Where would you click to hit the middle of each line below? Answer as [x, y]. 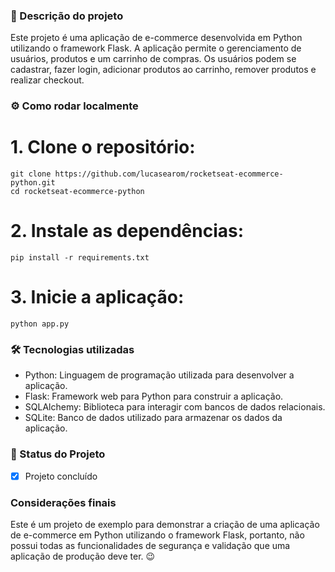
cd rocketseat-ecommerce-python [77, 192]
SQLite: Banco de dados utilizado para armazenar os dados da [153, 418]
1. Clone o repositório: [103, 147]
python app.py [40, 324]
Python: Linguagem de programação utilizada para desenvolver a [159, 375]
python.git [33, 183]
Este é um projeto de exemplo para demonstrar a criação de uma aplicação [165, 524]
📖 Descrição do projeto [67, 16]
